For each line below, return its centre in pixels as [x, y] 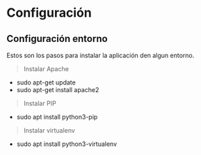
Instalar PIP [40, 103]
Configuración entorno [57, 39]
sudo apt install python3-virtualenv [67, 144]
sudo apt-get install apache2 [58, 90]
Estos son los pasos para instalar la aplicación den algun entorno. [100, 55]
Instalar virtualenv [49, 130]
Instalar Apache [46, 69]
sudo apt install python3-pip [57, 117]
